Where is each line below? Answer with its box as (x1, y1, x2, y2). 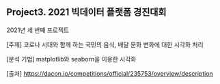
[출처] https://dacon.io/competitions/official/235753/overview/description (6, 69, 213, 77)
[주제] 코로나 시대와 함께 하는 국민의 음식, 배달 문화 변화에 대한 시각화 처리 (6, 40, 204, 48)
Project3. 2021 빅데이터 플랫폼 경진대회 (6, 6, 167, 18)
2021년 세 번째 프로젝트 (6, 26, 70, 34)
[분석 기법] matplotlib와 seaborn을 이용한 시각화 (6, 55, 137, 63)
